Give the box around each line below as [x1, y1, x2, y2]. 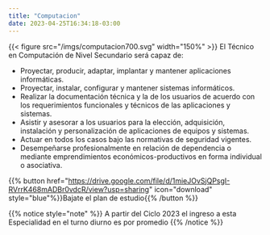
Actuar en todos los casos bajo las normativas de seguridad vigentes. [19, 134, 252, 144]
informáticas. [19, 74, 64, 84]
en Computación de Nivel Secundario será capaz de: [8, 50, 184, 60]
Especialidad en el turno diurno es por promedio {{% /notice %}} [8, 217, 224, 227]
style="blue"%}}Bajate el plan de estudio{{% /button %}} [8, 193, 199, 203]
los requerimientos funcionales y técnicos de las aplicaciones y [19, 100, 231, 110]
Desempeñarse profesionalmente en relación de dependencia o [19, 143, 232, 153]
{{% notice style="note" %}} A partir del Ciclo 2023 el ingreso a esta [8, 208, 237, 218]
